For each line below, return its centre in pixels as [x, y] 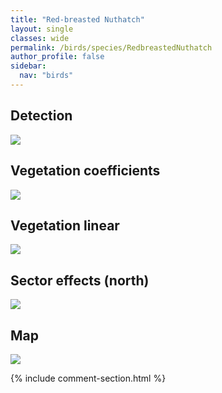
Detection [41, 116]
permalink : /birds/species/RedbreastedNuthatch [111, 47]
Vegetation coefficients [85, 171]
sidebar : [28, 66]
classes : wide [40, 38]
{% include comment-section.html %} [88, 378]
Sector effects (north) [80, 280]
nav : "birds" [46, 76]
